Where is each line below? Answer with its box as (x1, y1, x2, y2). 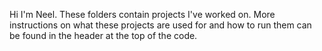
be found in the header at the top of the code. (9, 30, 198, 41)
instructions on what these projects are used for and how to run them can (9, 19, 312, 31)
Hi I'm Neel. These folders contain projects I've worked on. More (9, 9, 276, 20)
